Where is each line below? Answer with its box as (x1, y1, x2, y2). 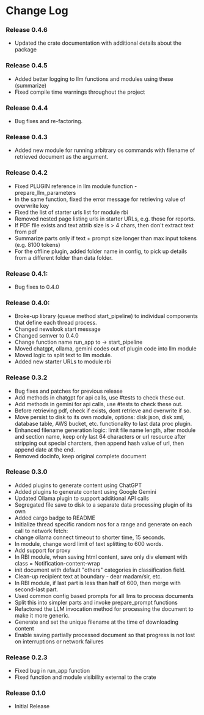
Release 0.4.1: (5, 269, 48, 278)
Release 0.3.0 (5, 467, 48, 476)
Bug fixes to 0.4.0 (14, 283, 59, 290)
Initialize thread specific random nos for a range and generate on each (14, 520, 192, 528)
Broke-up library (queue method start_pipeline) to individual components (14, 312, 198, 320)
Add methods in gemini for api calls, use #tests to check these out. (14, 400, 183, 407)
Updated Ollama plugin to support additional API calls (14, 494, 149, 502)
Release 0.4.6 (5, 26, 48, 34)
